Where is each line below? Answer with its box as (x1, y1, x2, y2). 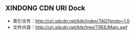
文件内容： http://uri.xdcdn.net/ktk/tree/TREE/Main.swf (12, 24, 128, 30)
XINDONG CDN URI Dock (5, 4, 85, 12)
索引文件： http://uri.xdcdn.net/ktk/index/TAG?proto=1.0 (12, 17, 130, 24)
